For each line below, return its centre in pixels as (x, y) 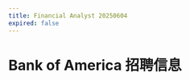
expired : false (34, 23)
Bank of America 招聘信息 (95, 65)
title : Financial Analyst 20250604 (68, 16)
